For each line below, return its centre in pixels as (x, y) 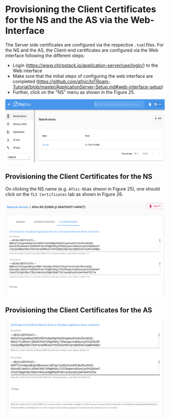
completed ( (25, 81)
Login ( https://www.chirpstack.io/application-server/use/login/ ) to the (85, 65)
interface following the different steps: (45, 55)
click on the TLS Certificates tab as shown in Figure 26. (64, 194)
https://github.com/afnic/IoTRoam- (74, 81)
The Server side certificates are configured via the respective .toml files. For (85, 44)
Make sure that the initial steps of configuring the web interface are (83, 76)
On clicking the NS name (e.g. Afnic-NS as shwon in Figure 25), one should (83, 189)
